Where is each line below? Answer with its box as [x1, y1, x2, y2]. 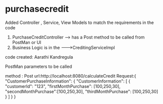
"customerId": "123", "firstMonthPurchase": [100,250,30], [5, 83, 121, 89]
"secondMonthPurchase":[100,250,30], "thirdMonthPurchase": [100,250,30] [5, 88, 158, 94]
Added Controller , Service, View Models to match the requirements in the [5, 20, 154, 25]
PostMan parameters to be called [5, 63, 72, 69]
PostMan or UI [12, 39, 42, 45]
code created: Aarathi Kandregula [5, 54, 73, 60]
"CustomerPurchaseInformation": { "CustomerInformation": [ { [5, 78, 131, 84]
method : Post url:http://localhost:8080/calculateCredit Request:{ [5, 73, 136, 79]
